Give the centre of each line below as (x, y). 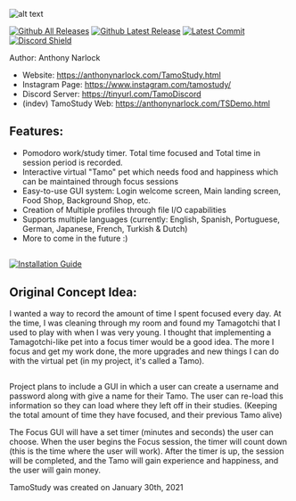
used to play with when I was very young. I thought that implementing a (140, 333)
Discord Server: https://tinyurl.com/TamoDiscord (112, 94)
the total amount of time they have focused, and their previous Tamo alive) (146, 415)
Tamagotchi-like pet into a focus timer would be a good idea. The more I (142, 342)
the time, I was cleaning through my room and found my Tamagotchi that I (145, 323)
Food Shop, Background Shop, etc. (86, 200)
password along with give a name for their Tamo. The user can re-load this (146, 396)
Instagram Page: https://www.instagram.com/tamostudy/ (127, 84)
